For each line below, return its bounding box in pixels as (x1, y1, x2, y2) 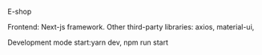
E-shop (7, 7, 32, 16)
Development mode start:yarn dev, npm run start (7, 37, 169, 47)
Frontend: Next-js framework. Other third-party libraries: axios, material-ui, (7, 22, 255, 31)
